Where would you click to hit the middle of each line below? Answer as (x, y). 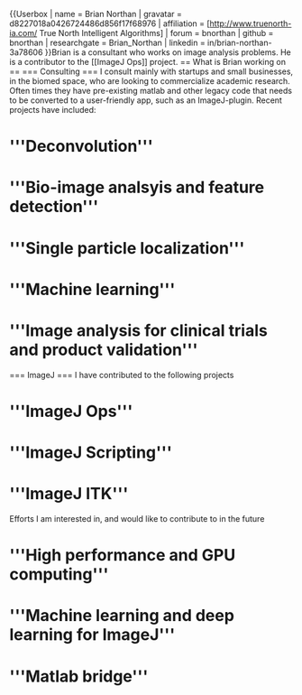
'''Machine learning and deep (122, 616)
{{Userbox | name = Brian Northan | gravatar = (96, 14)
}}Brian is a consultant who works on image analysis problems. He (168, 52)
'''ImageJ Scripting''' (91, 453)
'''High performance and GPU (123, 556)
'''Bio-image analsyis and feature (137, 187)
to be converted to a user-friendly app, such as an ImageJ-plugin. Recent (146, 100)
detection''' (54, 207)
